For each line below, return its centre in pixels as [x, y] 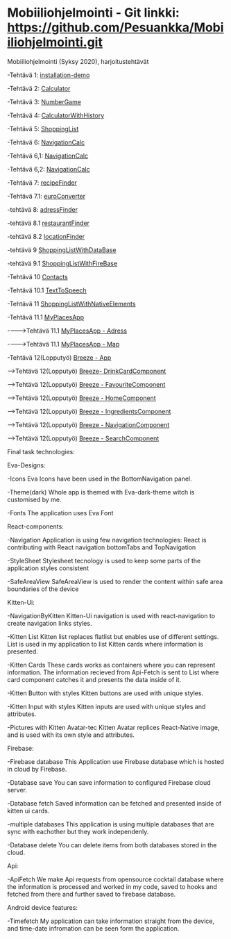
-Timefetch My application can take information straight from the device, [111, 921]
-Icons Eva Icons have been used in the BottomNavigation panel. [100, 479]
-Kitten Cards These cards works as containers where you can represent [111, 665]
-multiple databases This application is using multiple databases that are [111, 824]
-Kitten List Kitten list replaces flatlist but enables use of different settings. [113, 636]
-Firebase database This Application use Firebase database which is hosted [115, 761]
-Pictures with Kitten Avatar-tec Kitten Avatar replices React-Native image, [113, 727]
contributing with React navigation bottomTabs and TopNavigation [102, 547]
